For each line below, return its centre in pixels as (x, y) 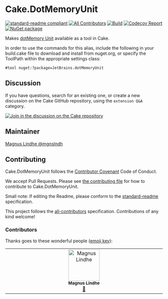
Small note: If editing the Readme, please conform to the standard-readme (82, 196)
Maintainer (22, 132)
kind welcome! (20, 217)
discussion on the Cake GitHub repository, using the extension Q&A (74, 101)
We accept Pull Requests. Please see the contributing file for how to (75, 181)
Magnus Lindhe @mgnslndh (34, 144)
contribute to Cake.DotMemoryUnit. (42, 186)
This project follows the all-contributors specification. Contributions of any (82, 212)
